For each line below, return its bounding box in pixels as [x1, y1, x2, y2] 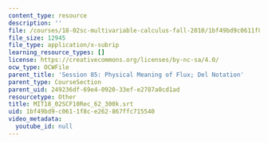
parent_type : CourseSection [8, 78, 102, 86]
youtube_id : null [15, 122, 73, 130]
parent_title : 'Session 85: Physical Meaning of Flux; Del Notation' [8, 71, 245, 79]
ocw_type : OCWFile [8, 64, 69, 71]
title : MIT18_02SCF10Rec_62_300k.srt [8, 100, 134, 108]
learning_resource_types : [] [8, 48, 105, 56]
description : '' [8, 19, 62, 27]
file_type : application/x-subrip [8, 41, 120, 49]
